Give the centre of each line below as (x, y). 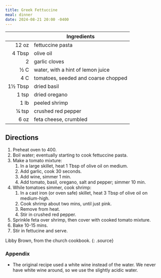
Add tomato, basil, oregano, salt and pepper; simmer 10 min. (83, 182)
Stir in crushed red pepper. (48, 214)
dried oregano (51, 95)
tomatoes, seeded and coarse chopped (80, 78)
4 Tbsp (21, 53)
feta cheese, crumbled (61, 119)
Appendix (18, 254)
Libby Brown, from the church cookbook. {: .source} (59, 241)
